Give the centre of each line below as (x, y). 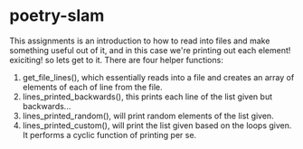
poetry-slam (57, 16)
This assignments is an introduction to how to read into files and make (140, 41)
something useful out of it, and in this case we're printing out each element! (150, 50)
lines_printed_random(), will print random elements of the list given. (148, 116)
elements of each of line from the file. (92, 87)
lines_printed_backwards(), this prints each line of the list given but (147, 97)
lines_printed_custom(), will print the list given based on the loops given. (157, 125)
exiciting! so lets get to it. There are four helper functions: (116, 60)
